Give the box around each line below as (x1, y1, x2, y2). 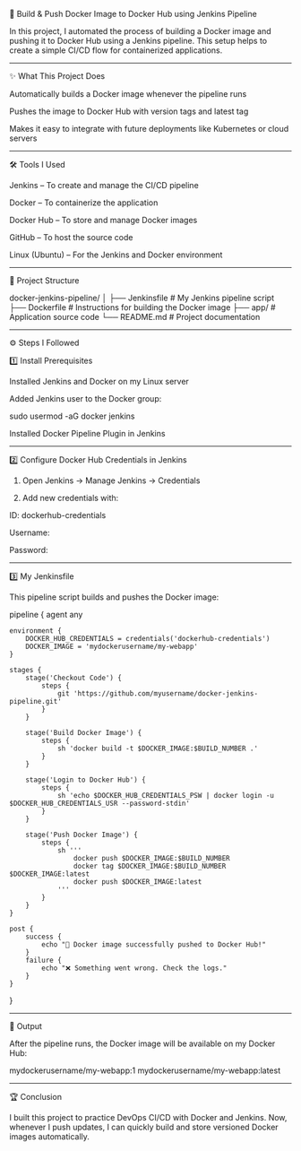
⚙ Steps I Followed (9, 337, 80, 348)
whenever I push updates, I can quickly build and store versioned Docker (9, 1121, 279, 1132)
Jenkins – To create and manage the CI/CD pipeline (9, 180, 199, 190)
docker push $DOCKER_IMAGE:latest (73, 878, 202, 887)
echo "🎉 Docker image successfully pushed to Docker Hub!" (41, 940, 267, 949)
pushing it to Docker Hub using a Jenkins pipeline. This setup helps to (9, 36, 267, 46)
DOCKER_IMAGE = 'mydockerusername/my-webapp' (25, 642, 199, 651)
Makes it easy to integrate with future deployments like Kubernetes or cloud (9, 124, 289, 134)
